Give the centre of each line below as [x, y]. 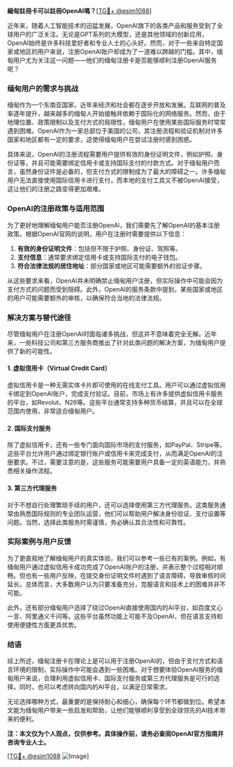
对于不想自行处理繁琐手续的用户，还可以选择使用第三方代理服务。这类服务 [113, 504]
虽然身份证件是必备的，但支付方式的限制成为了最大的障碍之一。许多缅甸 [122, 172]
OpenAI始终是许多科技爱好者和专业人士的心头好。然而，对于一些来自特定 [112, 43]
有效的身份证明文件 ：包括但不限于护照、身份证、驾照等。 [99, 248]
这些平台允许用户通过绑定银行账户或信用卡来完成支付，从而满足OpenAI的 [112, 454]
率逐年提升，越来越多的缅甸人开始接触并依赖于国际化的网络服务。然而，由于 [116, 114]
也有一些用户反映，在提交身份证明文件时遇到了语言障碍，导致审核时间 [126, 575]
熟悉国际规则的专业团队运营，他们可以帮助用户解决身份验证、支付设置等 [122, 513]
